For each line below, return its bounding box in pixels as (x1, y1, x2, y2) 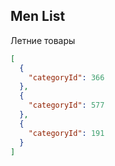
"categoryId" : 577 (28, 100, 105, 111)
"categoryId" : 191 (28, 128, 105, 138)
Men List (10, 8, 66, 25)
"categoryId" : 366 (28, 72, 105, 83)
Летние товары (10, 34, 76, 46)
